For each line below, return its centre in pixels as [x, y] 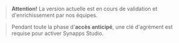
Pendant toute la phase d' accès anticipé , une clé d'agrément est [92, 27]
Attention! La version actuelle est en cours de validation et [84, 9]
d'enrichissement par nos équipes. [54, 15]
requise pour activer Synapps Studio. [57, 33]
